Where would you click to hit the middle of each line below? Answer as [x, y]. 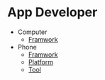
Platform [40, 62]
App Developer [52, 12]
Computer [32, 32]
